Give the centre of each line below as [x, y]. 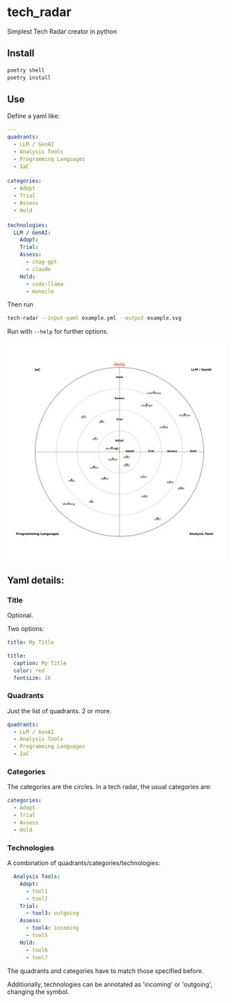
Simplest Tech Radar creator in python [62, 31]
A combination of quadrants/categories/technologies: [84, 863]
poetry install [29, 77]
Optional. [20, 615]
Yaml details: [36, 580]
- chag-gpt [41, 262]
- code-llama [44, 284]
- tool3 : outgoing [52, 913]
